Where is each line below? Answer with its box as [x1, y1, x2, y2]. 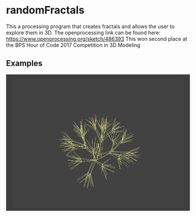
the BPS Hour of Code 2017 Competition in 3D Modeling [6, 42, 141, 49]
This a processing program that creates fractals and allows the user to [6, 23, 175, 30]
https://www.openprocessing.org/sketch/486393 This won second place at [6, 35, 188, 42]
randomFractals [6, 4, 85, 17]
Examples [6, 58, 43, 68]
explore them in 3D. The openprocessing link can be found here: [6, 29, 161, 36]
